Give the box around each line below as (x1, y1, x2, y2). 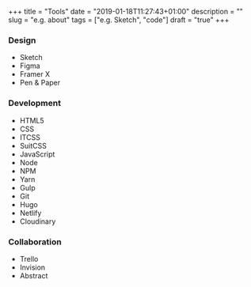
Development (8, 98, 62, 109)
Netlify (19, 208, 42, 217)
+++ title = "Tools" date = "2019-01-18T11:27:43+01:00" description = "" (8, 7, 244, 16)
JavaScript (19, 149, 55, 159)
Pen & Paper (19, 78, 61, 88)
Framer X (19, 70, 50, 79)
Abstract (19, 270, 48, 280)
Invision (19, 262, 46, 272)
